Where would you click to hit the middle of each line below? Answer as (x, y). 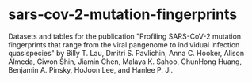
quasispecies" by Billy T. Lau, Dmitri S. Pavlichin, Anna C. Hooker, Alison (126, 53)
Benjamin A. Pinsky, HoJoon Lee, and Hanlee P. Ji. (90, 69)
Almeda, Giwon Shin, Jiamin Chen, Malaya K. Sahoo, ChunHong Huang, (125, 61)
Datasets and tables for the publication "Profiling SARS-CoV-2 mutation (125, 36)
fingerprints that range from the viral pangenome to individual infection (124, 44)
